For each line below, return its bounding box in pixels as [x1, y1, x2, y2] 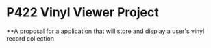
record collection [6, 34, 55, 42]
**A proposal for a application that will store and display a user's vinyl [6, 27, 205, 35]
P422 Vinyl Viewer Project [6, 5, 159, 20]
